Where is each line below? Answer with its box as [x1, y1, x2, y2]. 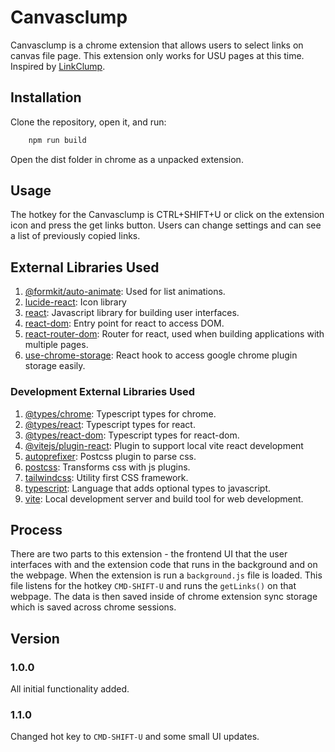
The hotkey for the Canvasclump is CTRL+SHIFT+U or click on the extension [10, 209, 325, 221]
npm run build [28, 135, 87, 145]
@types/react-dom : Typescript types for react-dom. [24, 429, 240, 441]
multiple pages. [24, 339, 89, 351]
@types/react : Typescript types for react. [24, 418, 196, 430]
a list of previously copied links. [10, 230, 141, 242]
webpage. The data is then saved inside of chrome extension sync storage [10, 591, 318, 603]
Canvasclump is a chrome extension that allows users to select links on [10, 39, 304, 51]
